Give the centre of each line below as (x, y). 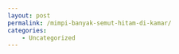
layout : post (29, 15)
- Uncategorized (49, 38)
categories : (27, 30)
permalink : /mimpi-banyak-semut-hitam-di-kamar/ (89, 23)
